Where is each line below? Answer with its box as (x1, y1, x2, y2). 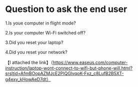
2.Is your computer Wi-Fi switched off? (5, 29, 86, 35)
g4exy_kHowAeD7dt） (5, 76, 51, 82)
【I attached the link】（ (5, 59, 53, 65)
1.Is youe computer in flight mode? (5, 20, 76, 26)
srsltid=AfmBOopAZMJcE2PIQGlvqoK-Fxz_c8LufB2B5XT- (5, 70, 124, 76)
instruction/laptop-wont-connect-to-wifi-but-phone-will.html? (5, 65, 133, 71)
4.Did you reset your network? (5, 49, 67, 55)
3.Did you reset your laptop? (5, 39, 63, 45)
